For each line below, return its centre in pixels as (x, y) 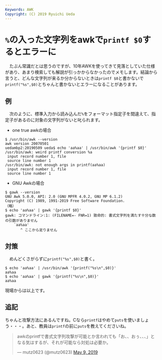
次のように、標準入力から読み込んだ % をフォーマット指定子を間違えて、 (80, 114)
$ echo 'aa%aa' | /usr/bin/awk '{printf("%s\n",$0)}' (61, 268)
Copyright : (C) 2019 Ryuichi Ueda (40, 14)
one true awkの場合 (32, 130)
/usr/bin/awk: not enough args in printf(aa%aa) (55, 165)
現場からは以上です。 (26, 290)
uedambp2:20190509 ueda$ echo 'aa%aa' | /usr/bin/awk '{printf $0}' (76, 148)
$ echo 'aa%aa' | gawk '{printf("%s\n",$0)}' (52, 277)
